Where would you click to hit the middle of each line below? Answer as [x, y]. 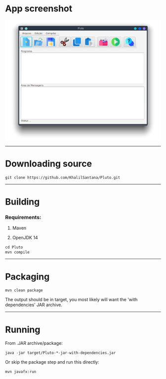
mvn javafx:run [21, 372]
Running [23, 329]
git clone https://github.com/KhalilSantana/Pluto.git [63, 177]
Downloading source [49, 164]
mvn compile [17, 252]
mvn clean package [24, 290]
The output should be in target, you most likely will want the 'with [71, 300]
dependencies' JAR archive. [34, 305]
